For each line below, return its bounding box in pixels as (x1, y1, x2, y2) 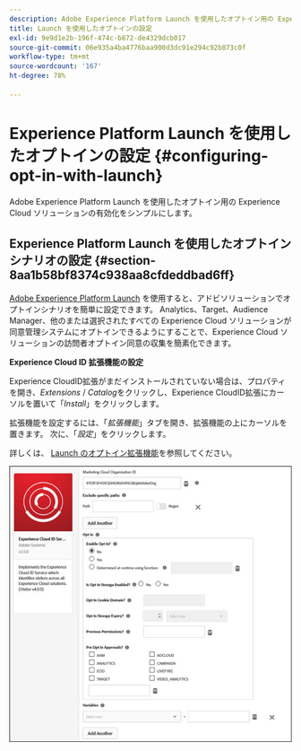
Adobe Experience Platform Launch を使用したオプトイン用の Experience (9, 196, 280, 206)
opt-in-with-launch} (9, 165, 163, 186)
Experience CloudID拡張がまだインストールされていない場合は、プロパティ (9, 375, 287, 386)
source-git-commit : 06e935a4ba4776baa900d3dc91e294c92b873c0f (9, 43, 246, 52)
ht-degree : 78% (9, 72, 66, 81)
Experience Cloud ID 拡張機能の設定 (9, 356, 144, 367)
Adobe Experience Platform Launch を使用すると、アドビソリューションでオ (9, 293, 291, 303)
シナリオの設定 (9, 253, 92, 268)
